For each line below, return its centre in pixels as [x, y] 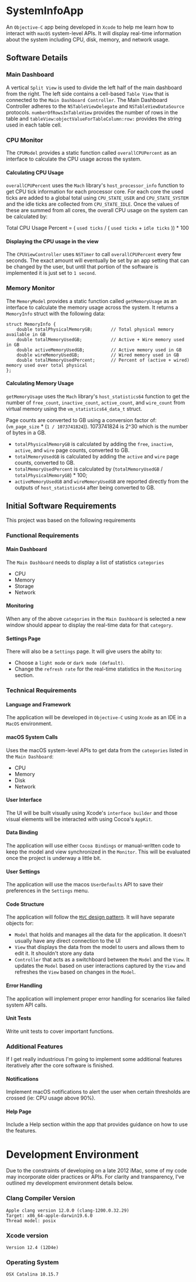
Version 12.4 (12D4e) [32, 1247]
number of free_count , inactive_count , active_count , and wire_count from [96, 402]
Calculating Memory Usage [40, 383]
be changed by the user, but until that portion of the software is [82, 267]
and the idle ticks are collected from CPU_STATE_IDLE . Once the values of [93, 204]
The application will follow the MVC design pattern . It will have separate [90, 917]
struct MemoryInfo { [31, 324]
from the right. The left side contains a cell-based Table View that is [88, 93]
